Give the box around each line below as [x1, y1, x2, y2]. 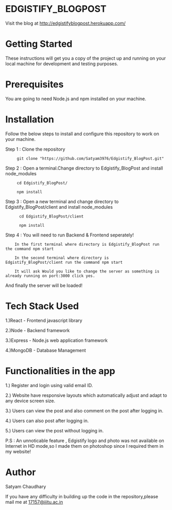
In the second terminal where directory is [14, 255, 109, 260]
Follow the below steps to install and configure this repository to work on [5, 131, 159, 137]
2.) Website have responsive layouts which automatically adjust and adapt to [5, 392, 167, 398]
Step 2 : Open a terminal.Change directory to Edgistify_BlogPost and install [5, 165, 163, 171]
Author [5, 466, 36, 478]
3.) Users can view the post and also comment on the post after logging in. [5, 407, 163, 414]
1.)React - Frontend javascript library [5, 317, 83, 323]
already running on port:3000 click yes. [5, 273, 95, 278]
